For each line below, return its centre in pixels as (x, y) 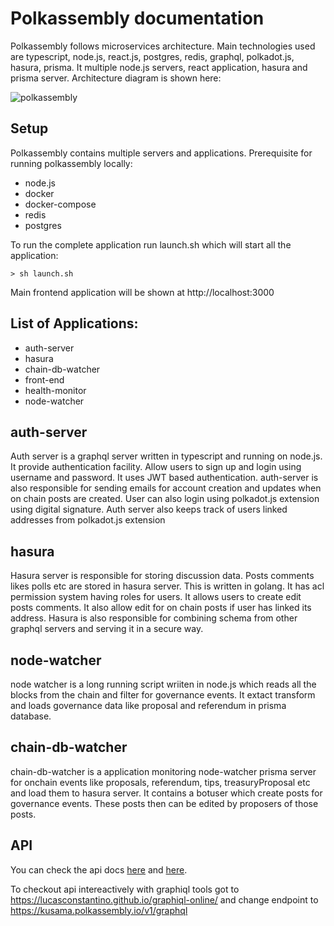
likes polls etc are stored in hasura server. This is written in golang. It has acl (167, 586)
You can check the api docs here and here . (99, 869)
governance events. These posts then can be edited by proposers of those (164, 803)
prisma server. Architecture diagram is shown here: (116, 78)
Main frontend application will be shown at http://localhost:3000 (142, 292)
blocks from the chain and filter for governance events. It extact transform (163, 695)
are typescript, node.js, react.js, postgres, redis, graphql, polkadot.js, (152, 56)
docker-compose (60, 204)
